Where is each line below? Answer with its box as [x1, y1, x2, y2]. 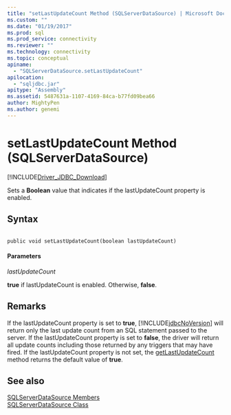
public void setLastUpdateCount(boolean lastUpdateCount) [7, 238, 177, 245]
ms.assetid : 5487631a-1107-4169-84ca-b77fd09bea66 [7, 93, 155, 100]
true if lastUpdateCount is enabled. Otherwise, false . [7, 280, 157, 289]
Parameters [7, 252, 41, 260]
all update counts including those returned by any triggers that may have [7, 341, 213, 349]
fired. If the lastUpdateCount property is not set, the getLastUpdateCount [7, 348, 214, 356]
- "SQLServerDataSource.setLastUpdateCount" [13, 67, 143, 74]
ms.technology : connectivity [7, 49, 91, 56]
